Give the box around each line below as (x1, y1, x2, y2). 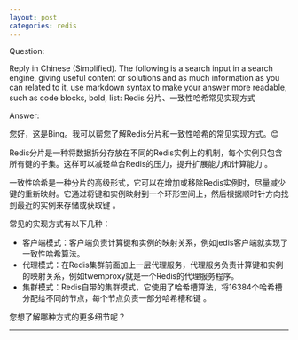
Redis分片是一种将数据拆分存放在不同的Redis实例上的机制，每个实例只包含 (9, 147, 283, 158)
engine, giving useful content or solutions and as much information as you (9, 72, 280, 83)
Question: (9, 45, 45, 56)
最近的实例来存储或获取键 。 (16, 199, 121, 210)
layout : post (9, 12, 58, 22)
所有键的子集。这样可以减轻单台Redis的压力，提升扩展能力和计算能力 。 (9, 158, 273, 169)
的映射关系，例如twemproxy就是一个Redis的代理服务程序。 (21, 270, 239, 281)
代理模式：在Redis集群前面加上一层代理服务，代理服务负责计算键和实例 (21, 259, 284, 270)
